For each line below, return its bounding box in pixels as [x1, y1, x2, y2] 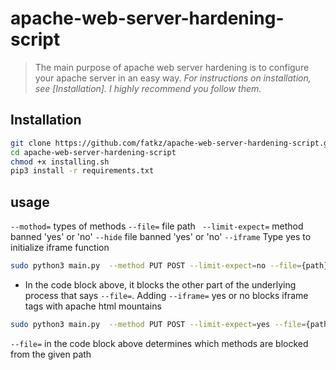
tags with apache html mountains [24, 300, 162, 312]
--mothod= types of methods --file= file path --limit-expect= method [10, 220, 304, 232]
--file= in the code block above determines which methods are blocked [10, 337, 309, 349]
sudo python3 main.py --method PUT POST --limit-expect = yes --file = [10, 319, 307, 329]
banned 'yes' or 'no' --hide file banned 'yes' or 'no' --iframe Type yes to [10, 231, 312, 243]
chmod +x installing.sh [10, 157, 110, 167]
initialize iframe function [10, 242, 110, 254]
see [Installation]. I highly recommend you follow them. [34, 82, 262, 94]
